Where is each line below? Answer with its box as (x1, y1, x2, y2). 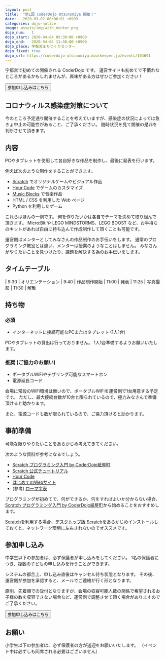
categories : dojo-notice (5, 21, 56, 26)
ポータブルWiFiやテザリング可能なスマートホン (12, 371, 108, 377)
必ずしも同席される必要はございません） (18, 649, 100, 655)
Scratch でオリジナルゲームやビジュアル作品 (12, 179, 102, 184)
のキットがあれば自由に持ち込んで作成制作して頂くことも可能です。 (5, 226, 143, 232)
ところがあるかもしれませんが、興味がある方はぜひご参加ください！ (5, 74, 143, 79)
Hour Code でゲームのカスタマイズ (12, 185, 83, 191)
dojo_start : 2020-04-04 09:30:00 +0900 (5, 35, 87, 40)
